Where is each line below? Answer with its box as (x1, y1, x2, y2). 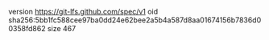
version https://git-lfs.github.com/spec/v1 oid (8, 7, 159, 16)
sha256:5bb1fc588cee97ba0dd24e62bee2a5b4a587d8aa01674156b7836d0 (8, 15, 262, 25)
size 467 (47, 24, 77, 33)
